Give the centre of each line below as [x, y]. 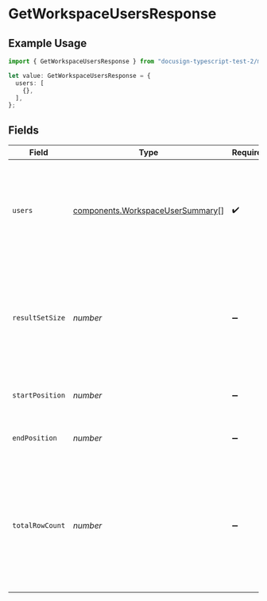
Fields [24, 130]
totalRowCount [39, 526]
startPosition [39, 395]
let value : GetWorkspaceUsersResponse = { [79, 76]
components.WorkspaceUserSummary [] [149, 211]
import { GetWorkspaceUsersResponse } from [81, 61]
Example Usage [48, 43]
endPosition [35, 438]
